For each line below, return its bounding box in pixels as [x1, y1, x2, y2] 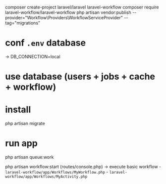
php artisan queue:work [5, 154, 54, 160]
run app [5, 138, 38, 149]
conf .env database [5, 37, 86, 48]
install [5, 104, 31, 115]
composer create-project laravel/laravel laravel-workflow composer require [5, 4, 160, 10]
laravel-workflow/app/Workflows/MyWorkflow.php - [5, 169, 109, 175]
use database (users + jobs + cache [5, 71, 155, 82]
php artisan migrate [5, 121, 46, 127]
